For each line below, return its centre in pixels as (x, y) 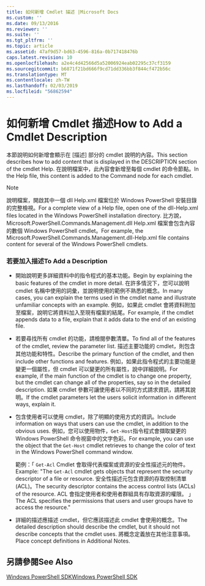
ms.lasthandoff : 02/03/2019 (42, 86)
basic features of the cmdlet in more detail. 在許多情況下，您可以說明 (102, 283)
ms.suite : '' (23, 35)
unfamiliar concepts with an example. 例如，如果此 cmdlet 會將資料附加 (105, 305)
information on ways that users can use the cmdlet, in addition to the (102, 424)
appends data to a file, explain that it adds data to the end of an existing (106, 320)
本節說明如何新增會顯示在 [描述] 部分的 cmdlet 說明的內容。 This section (97, 155)
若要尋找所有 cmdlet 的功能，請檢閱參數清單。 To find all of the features (105, 339)
